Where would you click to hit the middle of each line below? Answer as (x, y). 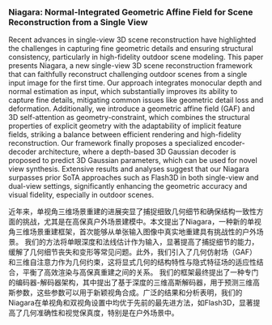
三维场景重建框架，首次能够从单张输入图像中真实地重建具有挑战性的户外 (136, 232)
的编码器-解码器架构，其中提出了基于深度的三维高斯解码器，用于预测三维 (131, 283)
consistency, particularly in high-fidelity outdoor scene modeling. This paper (136, 57)
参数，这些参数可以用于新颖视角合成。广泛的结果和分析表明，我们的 (129, 293)
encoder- (229, 143)
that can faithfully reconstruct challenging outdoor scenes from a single (128, 75)
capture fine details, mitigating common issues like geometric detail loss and (136, 100)
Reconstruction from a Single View (78, 22)
